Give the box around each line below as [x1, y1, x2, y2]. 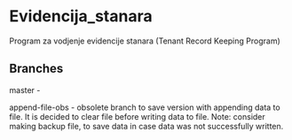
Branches [9, 61, 64, 76]
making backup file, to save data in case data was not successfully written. [9, 121, 284, 131]
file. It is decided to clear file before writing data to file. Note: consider [9, 111, 266, 121]
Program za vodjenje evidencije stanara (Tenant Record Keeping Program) [9, 35, 281, 46]
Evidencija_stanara [9, 6, 153, 27]
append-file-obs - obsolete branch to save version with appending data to [9, 102, 281, 113]
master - [9, 84, 41, 95]
